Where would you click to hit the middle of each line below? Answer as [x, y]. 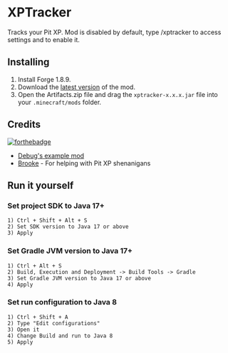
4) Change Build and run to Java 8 [60, 336]
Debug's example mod [51, 155]
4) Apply [20, 285]
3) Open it [24, 329]
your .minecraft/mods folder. [59, 102]
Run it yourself [41, 185]
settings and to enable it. [44, 39]
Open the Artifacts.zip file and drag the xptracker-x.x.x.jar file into [118, 94]
